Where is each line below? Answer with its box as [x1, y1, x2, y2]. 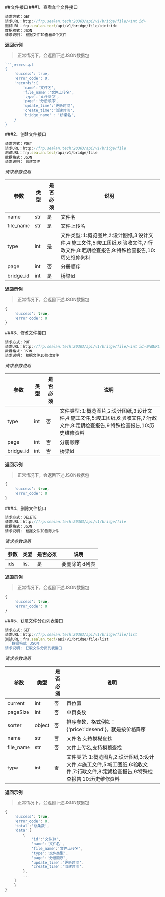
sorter [7, 722, 22, 729]
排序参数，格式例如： [66, 718, 116, 725]
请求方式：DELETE [5, 515, 37, 520]
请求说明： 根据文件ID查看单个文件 [5, 32, 67, 37]
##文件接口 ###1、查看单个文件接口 [5, 4, 78, 10]
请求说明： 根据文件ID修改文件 [5, 353, 60, 358]
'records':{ [14, 80, 38, 85]
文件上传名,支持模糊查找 [66, 744, 122, 751]
